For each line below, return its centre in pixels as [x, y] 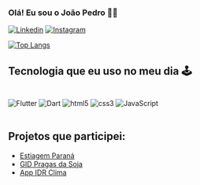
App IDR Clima [43, 172]
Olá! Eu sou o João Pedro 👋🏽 [63, 13]
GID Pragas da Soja [51, 164]
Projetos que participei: [67, 136]
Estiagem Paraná [47, 155]
